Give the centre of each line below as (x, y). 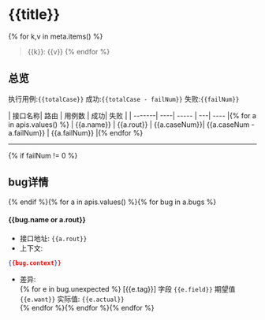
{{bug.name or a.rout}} (47, 220)
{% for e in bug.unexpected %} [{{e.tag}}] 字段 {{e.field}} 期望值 (127, 288)
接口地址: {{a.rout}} (53, 238)
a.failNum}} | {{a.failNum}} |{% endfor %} (76, 132)
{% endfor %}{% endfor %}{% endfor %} (87, 307)
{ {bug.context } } (35, 263)
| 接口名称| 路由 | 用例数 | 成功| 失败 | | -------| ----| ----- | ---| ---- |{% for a (132, 115)
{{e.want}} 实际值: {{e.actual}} (72, 299)
